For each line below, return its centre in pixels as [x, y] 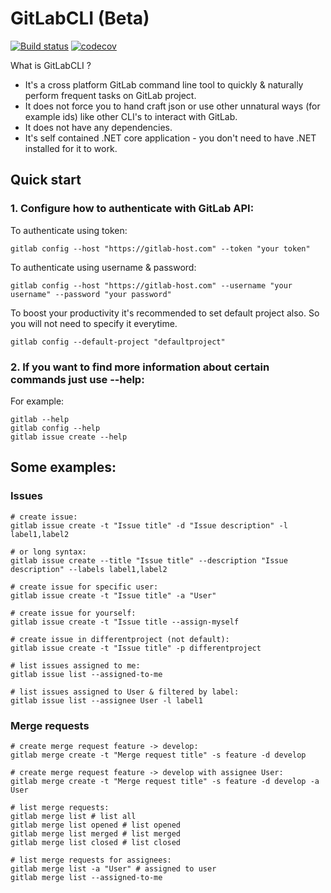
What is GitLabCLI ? [51, 65]
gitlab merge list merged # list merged [96, 833]
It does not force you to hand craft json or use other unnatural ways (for [172, 106]
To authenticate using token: [69, 230]
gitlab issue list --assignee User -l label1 [106, 700]
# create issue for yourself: [73, 613]
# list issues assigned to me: [75, 665]
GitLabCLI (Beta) [80, 18]
